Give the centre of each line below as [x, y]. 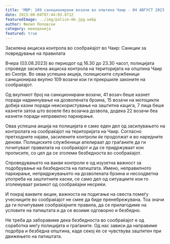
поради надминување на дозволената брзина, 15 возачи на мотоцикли [82, 100]
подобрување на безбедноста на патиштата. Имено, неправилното [78, 168]
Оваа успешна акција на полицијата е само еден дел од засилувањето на [85, 126]
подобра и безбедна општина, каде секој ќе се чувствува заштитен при [83, 231]
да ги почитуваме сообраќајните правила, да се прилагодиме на [76, 205]
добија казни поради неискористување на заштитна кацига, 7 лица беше [85, 105]
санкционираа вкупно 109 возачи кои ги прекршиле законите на [75, 79]
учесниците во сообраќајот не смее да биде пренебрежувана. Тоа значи [85, 199]
